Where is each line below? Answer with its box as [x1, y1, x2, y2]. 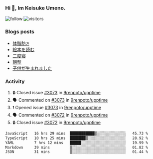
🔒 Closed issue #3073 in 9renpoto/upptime [12, 89, 101, 95]
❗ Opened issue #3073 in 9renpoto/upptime [12, 104, 101, 110]
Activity [5, 78, 25, 85]
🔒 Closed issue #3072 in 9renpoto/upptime [12, 119, 101, 125]
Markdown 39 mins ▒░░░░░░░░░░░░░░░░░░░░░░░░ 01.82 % [5, 145, 149, 150]
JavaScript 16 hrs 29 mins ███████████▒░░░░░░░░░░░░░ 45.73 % [5, 131, 149, 136]
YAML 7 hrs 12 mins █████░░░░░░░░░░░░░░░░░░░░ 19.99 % [5, 140, 149, 145]
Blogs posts [5, 28, 35, 35]
